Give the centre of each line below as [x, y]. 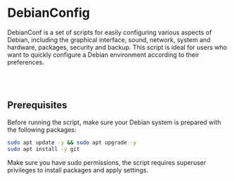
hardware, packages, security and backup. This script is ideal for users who [117, 47]
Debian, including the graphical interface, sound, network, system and [109, 39]
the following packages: [42, 129]
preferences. [26, 62]
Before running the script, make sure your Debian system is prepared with [114, 122]
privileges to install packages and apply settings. [78, 170]
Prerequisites [37, 106]
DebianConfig [48, 13]
